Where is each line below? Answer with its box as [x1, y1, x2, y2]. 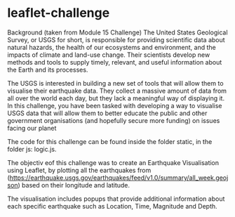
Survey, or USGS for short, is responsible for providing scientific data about [7, 35, 226, 44]
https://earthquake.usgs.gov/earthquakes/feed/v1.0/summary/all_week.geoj [9, 173, 229, 182]
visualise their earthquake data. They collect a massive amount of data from [7, 86, 227, 95]
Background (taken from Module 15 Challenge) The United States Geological [7, 28, 228, 37]
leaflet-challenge [7, 5, 110, 21]
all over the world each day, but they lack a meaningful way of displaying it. [7, 93, 225, 103]
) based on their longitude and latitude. [18, 180, 130, 189]
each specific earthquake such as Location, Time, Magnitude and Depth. [7, 202, 217, 210]
